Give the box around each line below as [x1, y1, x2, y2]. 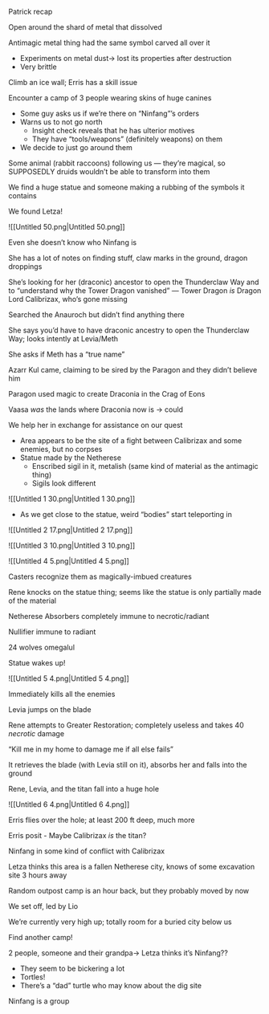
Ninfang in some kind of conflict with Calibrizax [8, 846, 165, 856]
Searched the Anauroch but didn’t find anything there [8, 310, 185, 320]
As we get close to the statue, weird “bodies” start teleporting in [19, 510, 233, 519]
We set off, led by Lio [8, 902, 79, 910]
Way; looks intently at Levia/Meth [8, 334, 119, 344]
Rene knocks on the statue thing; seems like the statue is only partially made [8, 588, 262, 597]
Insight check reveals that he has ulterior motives [31, 126, 195, 135]
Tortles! [19, 972, 46, 982]
